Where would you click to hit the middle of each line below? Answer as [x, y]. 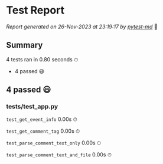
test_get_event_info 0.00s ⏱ [42, 119]
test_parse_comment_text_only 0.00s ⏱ [54, 143]
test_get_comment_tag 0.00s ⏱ [43, 131]
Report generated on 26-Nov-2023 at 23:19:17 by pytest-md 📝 [82, 27]
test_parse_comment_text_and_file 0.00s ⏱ [59, 155]
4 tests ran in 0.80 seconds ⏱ [42, 59]
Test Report [35, 10]
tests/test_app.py [32, 107]
